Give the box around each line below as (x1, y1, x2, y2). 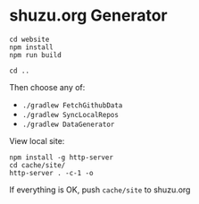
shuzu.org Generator (9, 5, 168, 26)
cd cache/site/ (9, 160, 66, 170)
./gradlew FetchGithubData (21, 100, 123, 110)
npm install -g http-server (9, 153, 114, 162)
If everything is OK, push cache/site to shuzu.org (9, 184, 191, 195)
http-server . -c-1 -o (9, 168, 94, 177)
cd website (9, 35, 50, 44)
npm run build (9, 50, 62, 59)
